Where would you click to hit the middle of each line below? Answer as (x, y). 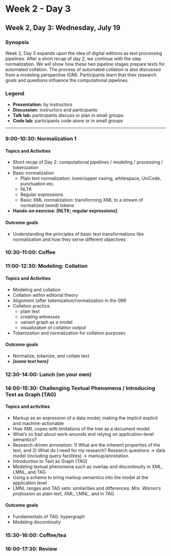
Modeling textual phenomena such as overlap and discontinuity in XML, (88, 466)
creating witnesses (40, 317)
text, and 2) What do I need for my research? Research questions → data (89, 450)
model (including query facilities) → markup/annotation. (71, 456)
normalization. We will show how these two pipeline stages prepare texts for (85, 64)
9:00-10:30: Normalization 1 (41, 139)
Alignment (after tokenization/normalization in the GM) (70, 300)
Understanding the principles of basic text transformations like (78, 234)
